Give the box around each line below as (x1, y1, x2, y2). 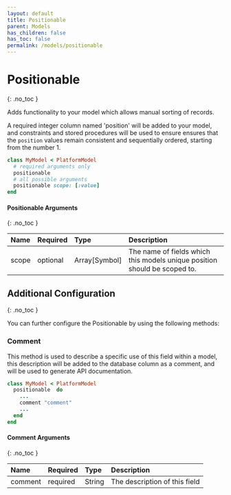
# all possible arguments (13, 176, 88, 183)
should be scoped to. (128, 264, 197, 274)
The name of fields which (128, 247, 211, 256)
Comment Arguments (7, 434, 71, 442)
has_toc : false (7, 36, 51, 43)
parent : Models (7, 23, 51, 30)
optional (37, 256, 64, 265)
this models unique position (128, 256, 218, 265)
